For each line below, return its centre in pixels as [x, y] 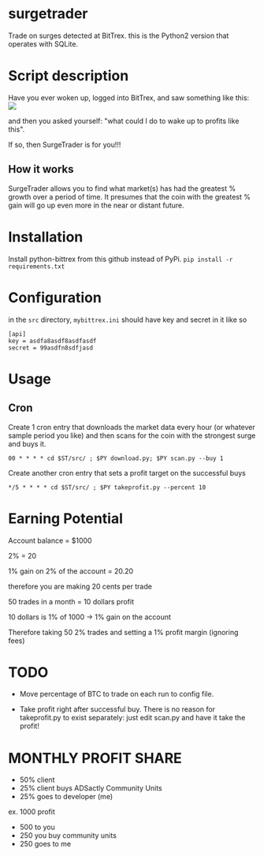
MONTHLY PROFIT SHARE [95, 758]
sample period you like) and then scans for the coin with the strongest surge [132, 435]
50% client [37, 780]
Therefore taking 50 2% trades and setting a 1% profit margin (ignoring [123, 632]
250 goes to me [45, 844]
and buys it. [27, 443]
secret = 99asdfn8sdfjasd [50, 348]
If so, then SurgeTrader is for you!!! [65, 144]
